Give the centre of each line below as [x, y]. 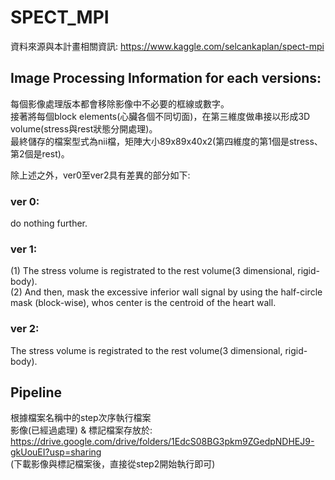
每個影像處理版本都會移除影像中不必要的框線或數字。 [120, 103]
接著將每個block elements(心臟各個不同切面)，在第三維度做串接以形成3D [160, 116]
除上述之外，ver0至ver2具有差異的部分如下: [100, 175]
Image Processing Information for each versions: [166, 78]
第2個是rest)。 [40, 153]
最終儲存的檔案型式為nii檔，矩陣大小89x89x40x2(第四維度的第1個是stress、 [166, 141]
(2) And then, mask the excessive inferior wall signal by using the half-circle [166, 292]
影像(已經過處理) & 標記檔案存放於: [81, 430]
